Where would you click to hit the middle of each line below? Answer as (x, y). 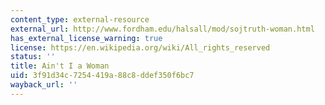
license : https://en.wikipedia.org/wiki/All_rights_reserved (140, 47)
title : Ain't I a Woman (60, 66)
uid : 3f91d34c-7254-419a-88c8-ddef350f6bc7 (102, 76)
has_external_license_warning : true (86, 38)
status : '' (33, 57)
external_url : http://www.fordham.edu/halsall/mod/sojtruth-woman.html (162, 29)
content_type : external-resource (80, 19)
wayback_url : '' (44, 85)
